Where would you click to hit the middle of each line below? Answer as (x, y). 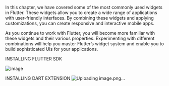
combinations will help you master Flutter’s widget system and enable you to (84, 44)
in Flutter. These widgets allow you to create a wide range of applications (81, 13)
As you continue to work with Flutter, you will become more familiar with (80, 33)
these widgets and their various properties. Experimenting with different (80, 38)
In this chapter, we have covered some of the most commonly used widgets (84, 7)
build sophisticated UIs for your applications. (52, 49)
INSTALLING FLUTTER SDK (34, 59)
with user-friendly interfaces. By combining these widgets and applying (79, 18)
